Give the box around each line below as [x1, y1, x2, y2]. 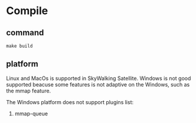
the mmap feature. [6, 87, 51, 94]
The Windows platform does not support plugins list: [6, 98, 134, 105]
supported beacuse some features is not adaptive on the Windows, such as [6, 81, 190, 88]
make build [6, 43, 33, 49]
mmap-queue [14, 110, 48, 117]
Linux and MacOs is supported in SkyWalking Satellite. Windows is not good [6, 75, 191, 82]
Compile [6, 4, 48, 18]
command [6, 28, 44, 38]
